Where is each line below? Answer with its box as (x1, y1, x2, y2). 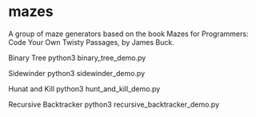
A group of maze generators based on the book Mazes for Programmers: (8, 29, 249, 38)
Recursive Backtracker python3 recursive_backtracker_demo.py (8, 99, 220, 109)
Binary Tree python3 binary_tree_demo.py (8, 53, 146, 63)
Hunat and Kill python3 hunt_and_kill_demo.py (8, 83, 161, 94)
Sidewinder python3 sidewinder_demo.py (8, 68, 146, 78)
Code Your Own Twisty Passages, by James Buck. (8, 37, 174, 46)
